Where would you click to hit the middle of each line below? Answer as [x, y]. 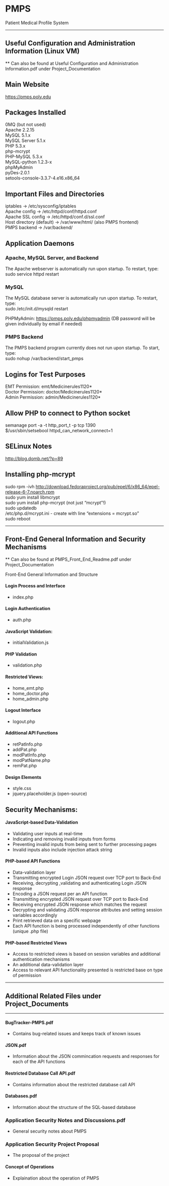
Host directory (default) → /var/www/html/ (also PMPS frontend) [72, 222]
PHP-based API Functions [33, 861]
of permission [27, 975]
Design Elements [23, 777]
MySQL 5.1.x [18, 135]
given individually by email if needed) [44, 324]
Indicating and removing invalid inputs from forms [64, 839]
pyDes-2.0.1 [18, 173]
